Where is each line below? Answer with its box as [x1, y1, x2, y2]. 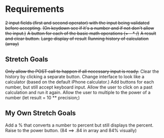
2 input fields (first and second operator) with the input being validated [5, 20, 150, 26]
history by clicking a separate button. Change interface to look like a [5, 73, 145, 80]
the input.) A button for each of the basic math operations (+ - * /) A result [5, 30, 157, 36]
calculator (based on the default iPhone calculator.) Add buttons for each [5, 79, 155, 85]
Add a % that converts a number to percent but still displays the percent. [5, 122, 154, 128]
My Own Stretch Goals [5, 109, 76, 117]
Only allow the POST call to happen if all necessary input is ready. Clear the [5, 68, 160, 74]
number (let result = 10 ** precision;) [5, 94, 80, 100]
